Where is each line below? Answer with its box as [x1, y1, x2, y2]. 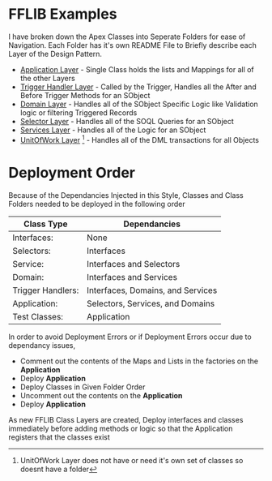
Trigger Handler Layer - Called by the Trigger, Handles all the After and [19, 82, 257, 92]
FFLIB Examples [8, 5, 117, 24]
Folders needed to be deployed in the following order [8, 199, 185, 208]
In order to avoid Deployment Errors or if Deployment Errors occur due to [8, 332, 253, 341]
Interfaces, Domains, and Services [86, 285, 218, 296]
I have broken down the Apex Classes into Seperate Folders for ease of [8, 32, 246, 41]
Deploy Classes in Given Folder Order [19, 382, 146, 392]
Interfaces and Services [86, 271, 178, 282]
